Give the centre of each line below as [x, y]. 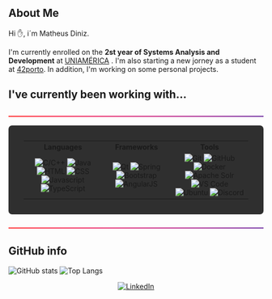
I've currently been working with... [98, 95]
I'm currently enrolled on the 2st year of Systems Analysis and [114, 52]
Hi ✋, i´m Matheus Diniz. [49, 33]
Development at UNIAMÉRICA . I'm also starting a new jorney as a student [132, 61]
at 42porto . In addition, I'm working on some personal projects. [113, 69]
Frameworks [136, 147]
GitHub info [38, 251]
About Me [34, 13]
